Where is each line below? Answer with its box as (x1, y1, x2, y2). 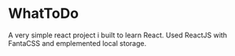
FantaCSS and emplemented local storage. (8, 38, 147, 47)
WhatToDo (8, 5, 79, 23)
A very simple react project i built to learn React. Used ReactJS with (8, 30, 228, 40)
